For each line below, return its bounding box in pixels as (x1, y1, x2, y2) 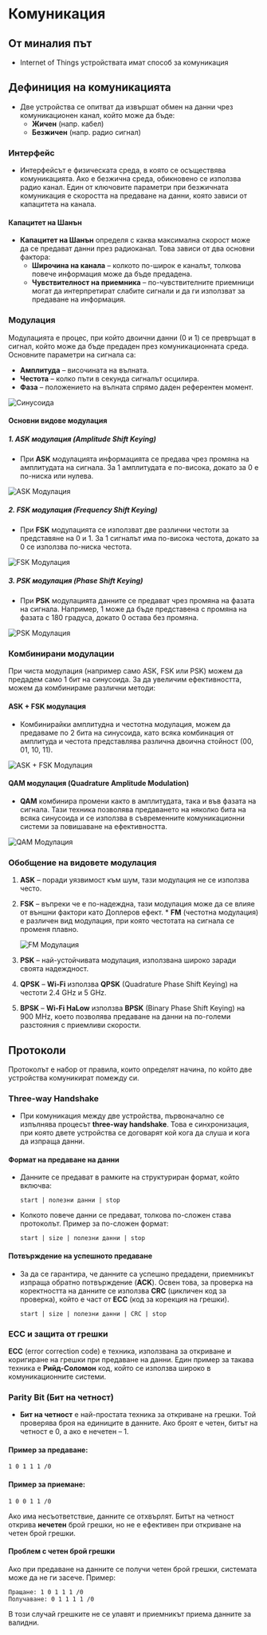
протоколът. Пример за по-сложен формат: (19, 1218, 169, 1229)
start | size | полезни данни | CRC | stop (19, 1309, 167, 1317)
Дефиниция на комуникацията (8, 81, 171, 94)
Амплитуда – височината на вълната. (19, 365, 149, 375)
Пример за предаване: (8, 1445, 88, 1455)
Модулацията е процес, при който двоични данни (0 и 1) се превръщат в (8, 333, 257, 342)
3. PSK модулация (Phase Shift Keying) (8, 575, 143, 585)
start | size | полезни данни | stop (19, 1234, 146, 1242)
